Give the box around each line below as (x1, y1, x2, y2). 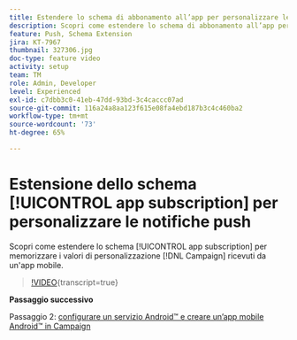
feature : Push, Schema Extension (9, 29, 133, 38)
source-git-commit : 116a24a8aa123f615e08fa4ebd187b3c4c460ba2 (9, 104, 243, 112)
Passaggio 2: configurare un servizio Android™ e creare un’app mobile (9, 311, 264, 321)
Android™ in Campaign (9, 321, 91, 331)
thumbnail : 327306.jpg (9, 46, 93, 55)
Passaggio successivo (9, 294, 94, 305)
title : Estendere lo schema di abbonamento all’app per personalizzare (9, 12, 278, 22)
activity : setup (9, 63, 69, 72)
